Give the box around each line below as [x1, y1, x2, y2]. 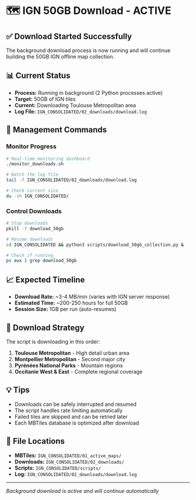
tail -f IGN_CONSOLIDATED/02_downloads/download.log [6, 177, 137, 183]
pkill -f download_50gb [6, 225, 64, 231]
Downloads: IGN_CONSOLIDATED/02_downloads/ [14, 458, 124, 465]
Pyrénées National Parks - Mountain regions [14, 362, 123, 369]
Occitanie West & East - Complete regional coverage [14, 368, 143, 375]
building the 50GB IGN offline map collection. [6, 53, 115, 60]
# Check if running [6, 252, 54, 258]
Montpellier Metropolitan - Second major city [14, 355, 125, 362]
